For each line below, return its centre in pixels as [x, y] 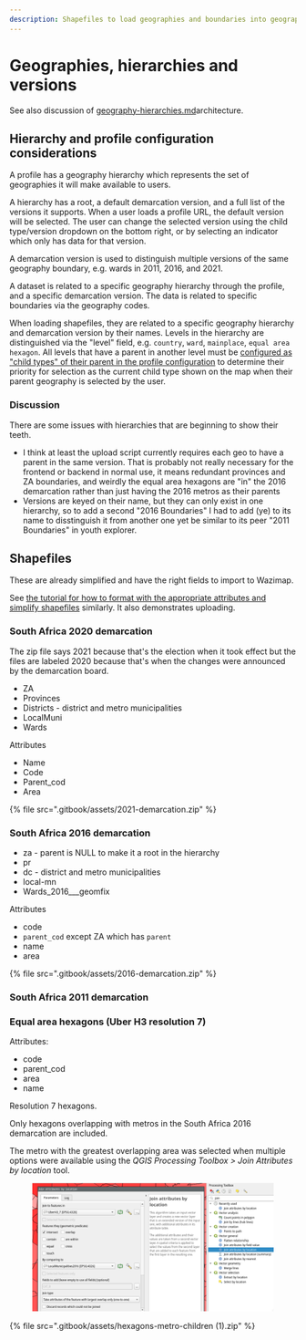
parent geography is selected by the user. [88, 381]
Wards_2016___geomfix [66, 892]
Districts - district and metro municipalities [102, 708]
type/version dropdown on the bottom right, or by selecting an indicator [144, 232]
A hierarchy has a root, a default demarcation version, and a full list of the [147, 203]
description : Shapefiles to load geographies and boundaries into [138, 19]
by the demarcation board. [59, 670]
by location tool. [40, 1170]
